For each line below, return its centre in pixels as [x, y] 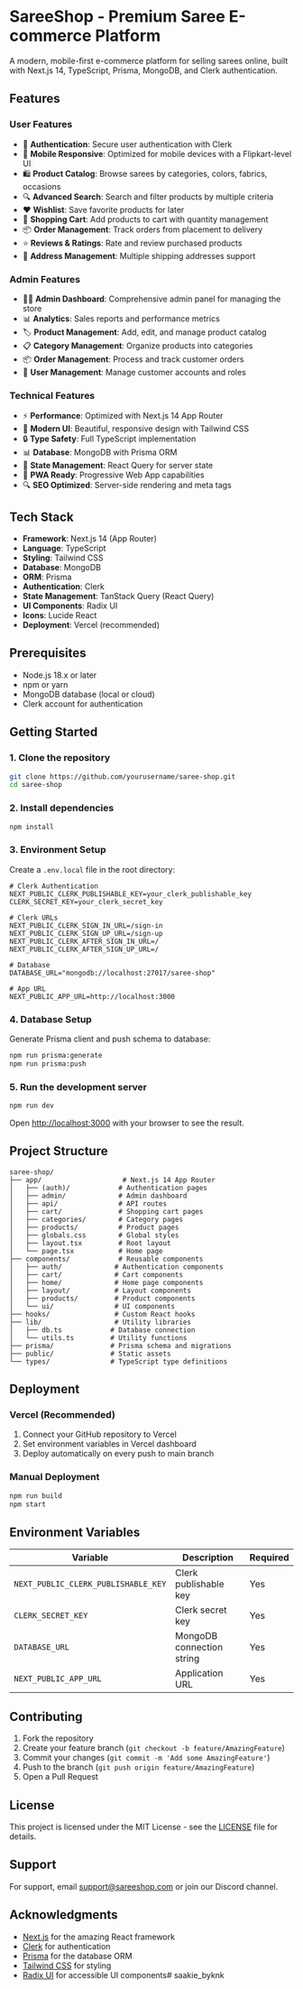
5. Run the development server [78, 1087]
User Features [41, 125]
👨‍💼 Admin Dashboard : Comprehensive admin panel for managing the [151, 299]
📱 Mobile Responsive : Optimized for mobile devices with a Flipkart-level [157, 153]
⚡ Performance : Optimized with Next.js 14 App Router [123, 416]
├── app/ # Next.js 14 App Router [113, 1180]
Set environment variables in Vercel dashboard [109, 1444]
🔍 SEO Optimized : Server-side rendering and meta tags [127, 486]
